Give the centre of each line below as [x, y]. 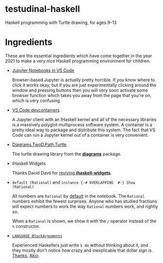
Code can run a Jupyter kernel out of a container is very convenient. [80, 135]
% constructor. [26, 226]
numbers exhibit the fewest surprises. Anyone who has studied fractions [84, 201]
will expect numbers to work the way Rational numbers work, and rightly [85, 206]
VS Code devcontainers [36, 110]
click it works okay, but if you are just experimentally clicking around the [84, 85]
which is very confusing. [37, 101]
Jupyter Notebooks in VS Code [43, 70]
